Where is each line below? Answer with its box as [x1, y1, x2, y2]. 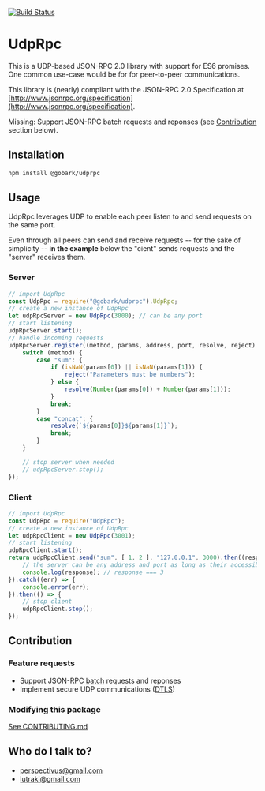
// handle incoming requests [8, 334, 104, 342]
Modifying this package [8, 703, 101, 714]
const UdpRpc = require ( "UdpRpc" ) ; [8, 517, 125, 525]
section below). [8, 125, 58, 134]
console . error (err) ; [22, 583, 90, 591]
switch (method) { [22, 348, 83, 357]
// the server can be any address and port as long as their [22, 561, 227, 569]
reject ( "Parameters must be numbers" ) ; [64, 371, 196, 379]
